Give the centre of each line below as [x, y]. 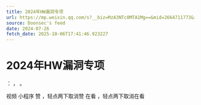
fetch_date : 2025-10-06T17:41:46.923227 [57, 34]
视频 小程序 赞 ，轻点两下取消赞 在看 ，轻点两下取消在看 [75, 96]
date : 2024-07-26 [28, 28]
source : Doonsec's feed [36, 23]
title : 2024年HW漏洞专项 [35, 12]
